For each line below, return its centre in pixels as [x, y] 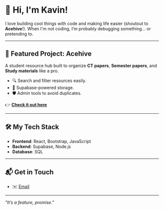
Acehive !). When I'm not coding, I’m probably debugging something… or [78, 28]
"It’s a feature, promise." [30, 203]
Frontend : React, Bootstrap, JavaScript [51, 141]
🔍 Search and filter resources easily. [49, 81]
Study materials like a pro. [32, 71]
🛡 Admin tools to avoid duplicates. [47, 93]
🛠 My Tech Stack [32, 127]
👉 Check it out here [26, 105]
